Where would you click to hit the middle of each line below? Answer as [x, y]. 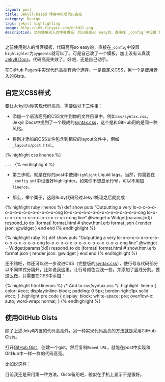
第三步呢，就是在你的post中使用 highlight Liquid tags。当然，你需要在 [83, 175]
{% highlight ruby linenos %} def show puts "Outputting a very [68, 207]
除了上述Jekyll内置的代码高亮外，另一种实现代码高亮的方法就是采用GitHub [81, 330]
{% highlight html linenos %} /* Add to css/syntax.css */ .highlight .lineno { [81, 285]
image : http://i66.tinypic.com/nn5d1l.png [49, 28]
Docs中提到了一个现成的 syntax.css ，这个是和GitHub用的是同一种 [92, 122]
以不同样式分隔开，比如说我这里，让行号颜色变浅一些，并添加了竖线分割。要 [82, 269]
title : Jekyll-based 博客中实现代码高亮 [44, 14]
